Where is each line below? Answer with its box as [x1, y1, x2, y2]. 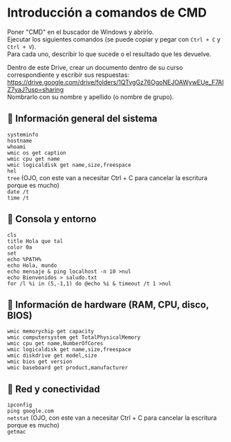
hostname [7, 137, 33, 144]
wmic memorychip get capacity [7, 328, 95, 335]
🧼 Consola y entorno [7, 213, 97, 225]
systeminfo [7, 131, 39, 138]
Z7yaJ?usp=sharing [7, 85, 64, 94]
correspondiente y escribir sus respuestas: [7, 71, 129, 79]
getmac [7, 428, 26, 436]
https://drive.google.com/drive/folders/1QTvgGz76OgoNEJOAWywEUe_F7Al [7, 78, 224, 86]
